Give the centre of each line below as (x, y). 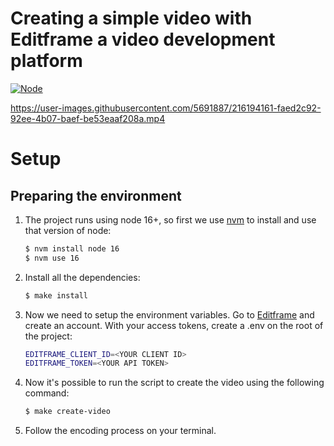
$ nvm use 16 (52, 258)
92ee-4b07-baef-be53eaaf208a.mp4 (88, 118)
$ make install (56, 295)
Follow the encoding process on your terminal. (120, 431)
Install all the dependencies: (82, 277)
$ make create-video (67, 412)
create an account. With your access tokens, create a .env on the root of (174, 325)
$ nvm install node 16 (72, 248)
